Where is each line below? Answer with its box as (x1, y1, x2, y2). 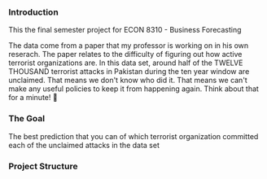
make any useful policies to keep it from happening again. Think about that (8, 84, 259, 94)
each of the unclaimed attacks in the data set (8, 140, 160, 150)
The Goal (8, 113, 46, 124)
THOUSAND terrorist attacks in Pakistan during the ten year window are (8, 67, 250, 76)
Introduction (8, 7, 59, 18)
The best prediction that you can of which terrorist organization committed (8, 131, 259, 141)
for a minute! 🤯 (8, 93, 59, 103)
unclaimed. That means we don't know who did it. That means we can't (8, 76, 248, 85)
